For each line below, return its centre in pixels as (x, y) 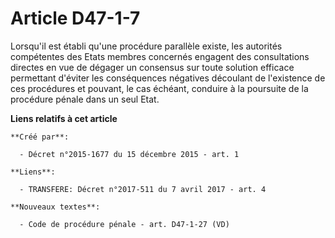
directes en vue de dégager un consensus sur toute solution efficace (152, 67)
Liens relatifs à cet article (64, 118)
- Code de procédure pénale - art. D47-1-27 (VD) (124, 224)
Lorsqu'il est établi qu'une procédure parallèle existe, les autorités (146, 46)
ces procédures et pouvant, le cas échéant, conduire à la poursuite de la (159, 88)
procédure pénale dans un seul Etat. (85, 99)
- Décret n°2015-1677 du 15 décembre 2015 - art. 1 (129, 154)
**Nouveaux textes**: (55, 207)
